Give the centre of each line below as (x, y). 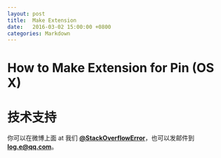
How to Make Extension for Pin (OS (111, 68)
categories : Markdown (39, 33)
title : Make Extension (42, 20)
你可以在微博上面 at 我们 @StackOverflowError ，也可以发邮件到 (101, 138)
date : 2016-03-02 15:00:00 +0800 (59, 27)
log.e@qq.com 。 (33, 147)
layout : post (26, 14)
